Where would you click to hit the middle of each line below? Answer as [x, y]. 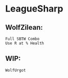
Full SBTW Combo [22, 39]
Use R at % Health [25, 43]
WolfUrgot [16, 70]
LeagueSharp [34, 9]
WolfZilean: [24, 27]
